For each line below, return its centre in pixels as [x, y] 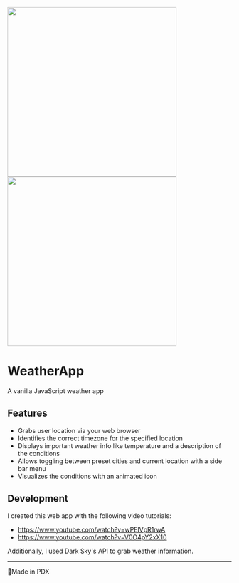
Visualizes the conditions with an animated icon [87, 476]
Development [38, 498]
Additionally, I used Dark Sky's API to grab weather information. [100, 551]
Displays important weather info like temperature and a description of [119, 445]
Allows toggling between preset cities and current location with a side [120, 461]
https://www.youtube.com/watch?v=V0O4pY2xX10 [92, 537]
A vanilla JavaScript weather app [56, 391]
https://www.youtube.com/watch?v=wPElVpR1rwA [91, 529]
